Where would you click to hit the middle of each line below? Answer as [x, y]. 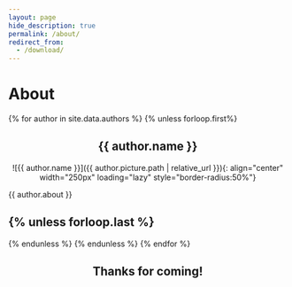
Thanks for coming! [148, 271]
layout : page [32, 17]
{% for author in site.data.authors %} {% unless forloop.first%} [123, 119]
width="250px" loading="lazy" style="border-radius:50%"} [148, 177]
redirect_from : [36, 42]
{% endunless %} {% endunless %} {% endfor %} [100, 244]
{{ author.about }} [40, 194]
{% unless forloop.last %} [81, 222]
